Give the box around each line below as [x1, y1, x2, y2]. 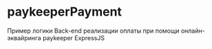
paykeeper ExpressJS [42, 33, 105, 42]
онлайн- [180, 27, 205, 35]
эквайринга [7, 33, 41, 42]
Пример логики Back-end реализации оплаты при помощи [7, 27, 180, 35]
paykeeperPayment [7, 4, 123, 20]
